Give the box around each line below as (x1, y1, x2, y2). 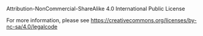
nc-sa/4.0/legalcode (6, 23, 58, 30)
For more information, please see (6, 17, 90, 23)
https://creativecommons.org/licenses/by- (90, 17, 197, 23)
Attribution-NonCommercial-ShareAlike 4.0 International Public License (6, 5, 185, 12)
